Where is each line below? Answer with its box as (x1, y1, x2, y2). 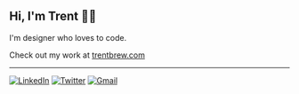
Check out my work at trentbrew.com (9, 50, 145, 60)
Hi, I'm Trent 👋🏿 (9, 9, 97, 24)
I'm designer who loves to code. (9, 32, 127, 43)
